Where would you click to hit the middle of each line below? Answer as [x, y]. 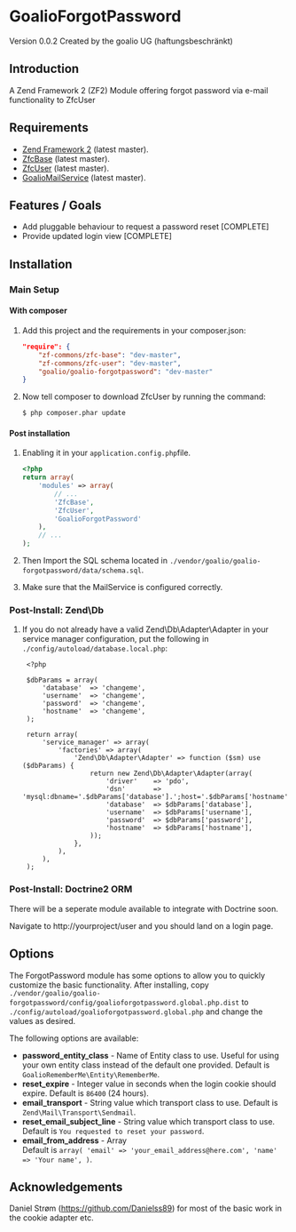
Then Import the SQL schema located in [95, 561]
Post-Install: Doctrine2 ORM [71, 889]
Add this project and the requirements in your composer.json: [134, 330]
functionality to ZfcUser [52, 100]
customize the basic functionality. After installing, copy [109, 985]
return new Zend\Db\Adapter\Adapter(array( [171, 774]
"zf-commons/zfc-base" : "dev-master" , [110, 355]
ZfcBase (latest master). [66, 158]
